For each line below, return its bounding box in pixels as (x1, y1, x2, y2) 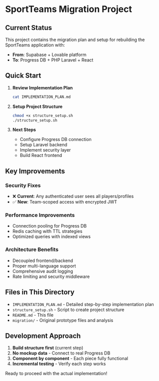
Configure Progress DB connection (19, 136, 92, 142)
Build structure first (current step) (12, 345, 84, 351)
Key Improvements (5, 166, 65, 175)
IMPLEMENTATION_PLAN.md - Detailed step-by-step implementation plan (12, 301, 155, 307)
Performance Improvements (5, 211, 75, 218)
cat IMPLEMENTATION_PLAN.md (12, 94, 71, 99)
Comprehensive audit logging (12, 268, 73, 274)
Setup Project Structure (12, 103, 63, 109)
